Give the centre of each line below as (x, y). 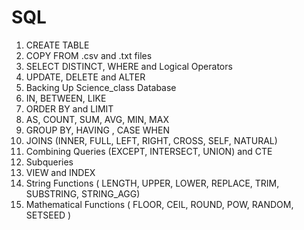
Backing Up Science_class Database (101, 87)
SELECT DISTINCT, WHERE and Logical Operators (129, 66)
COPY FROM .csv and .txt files (89, 55)
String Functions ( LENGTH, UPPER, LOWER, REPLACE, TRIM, (152, 183)
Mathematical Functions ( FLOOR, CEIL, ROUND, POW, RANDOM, (159, 204)
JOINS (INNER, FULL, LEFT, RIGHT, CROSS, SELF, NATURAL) (151, 140)
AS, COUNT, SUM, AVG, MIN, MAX (97, 119)
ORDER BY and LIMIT (69, 108)
